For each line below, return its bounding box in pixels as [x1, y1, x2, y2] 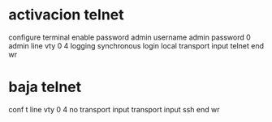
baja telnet [8, 78, 82, 96]
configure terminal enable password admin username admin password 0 [8, 32, 252, 42]
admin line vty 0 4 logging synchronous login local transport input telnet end [8, 40, 264, 50]
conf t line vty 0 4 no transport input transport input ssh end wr [8, 104, 220, 114]
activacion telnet [8, 6, 124, 24]
